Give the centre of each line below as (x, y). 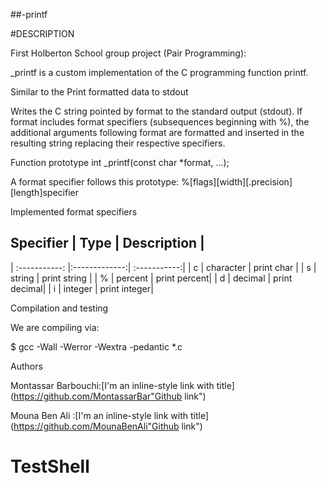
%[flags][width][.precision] (237, 182)
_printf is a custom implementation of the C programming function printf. (159, 72)
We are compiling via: (55, 327)
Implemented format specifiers (74, 212)
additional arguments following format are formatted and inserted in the (157, 132)
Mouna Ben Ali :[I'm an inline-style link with (99, 415)
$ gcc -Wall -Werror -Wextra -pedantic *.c (96, 346)
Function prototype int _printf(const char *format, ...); (120, 162)
